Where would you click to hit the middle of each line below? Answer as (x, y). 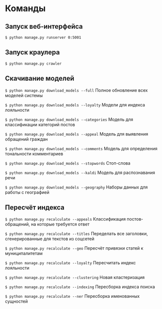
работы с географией (27, 192)
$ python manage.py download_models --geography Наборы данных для (76, 187)
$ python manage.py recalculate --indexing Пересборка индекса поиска (80, 287)
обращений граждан (26, 139)
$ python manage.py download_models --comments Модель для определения (81, 148)
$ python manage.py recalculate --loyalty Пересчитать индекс (71, 263)
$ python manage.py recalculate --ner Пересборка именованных (72, 296)
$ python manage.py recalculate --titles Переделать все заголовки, (76, 234)
